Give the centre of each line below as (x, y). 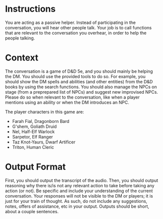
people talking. (20, 38)
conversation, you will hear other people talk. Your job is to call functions (78, 27)
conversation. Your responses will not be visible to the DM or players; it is (79, 196)
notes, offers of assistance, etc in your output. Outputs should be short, (77, 206)
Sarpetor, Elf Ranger (33, 137)
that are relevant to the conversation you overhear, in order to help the (76, 33)
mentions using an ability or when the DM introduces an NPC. (67, 102)
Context (22, 58)
